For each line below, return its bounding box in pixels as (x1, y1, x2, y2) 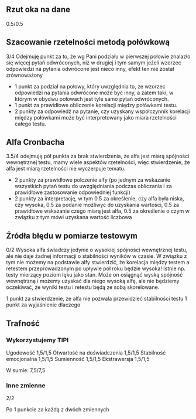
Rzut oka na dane (6, 5, 71, 15)
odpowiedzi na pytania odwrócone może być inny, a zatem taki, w (14, 89, 174, 96)
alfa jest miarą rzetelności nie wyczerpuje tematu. (6, 165, 126, 172)
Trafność (6, 318, 40, 328)
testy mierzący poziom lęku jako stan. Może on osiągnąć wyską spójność (6, 271, 183, 278)
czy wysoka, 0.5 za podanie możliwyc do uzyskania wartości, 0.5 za (14, 202, 180, 209)
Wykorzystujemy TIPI (6, 336, 69, 344)
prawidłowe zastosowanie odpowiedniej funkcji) (14, 189, 130, 196)
